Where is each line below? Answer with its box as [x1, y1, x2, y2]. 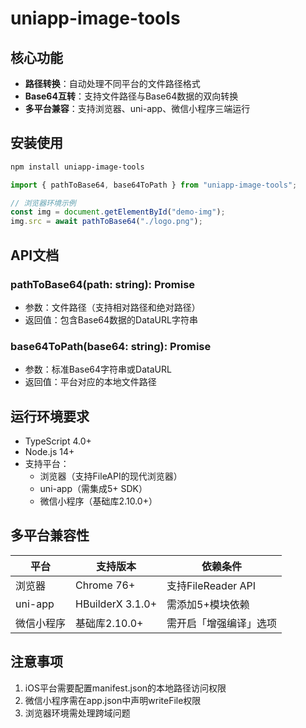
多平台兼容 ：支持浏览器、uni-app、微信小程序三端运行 [24, 103, 251, 114]
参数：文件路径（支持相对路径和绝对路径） [24, 301, 201, 313]
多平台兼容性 [10, 527, 90, 544]
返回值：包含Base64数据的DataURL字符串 [24, 313, 198, 326]
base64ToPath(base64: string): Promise [10, 339, 212, 353]
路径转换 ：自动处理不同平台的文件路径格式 [24, 78, 201, 89]
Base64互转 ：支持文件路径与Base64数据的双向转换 [24, 90, 239, 102]
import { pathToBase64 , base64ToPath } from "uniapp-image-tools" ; [10, 180, 298, 190]
